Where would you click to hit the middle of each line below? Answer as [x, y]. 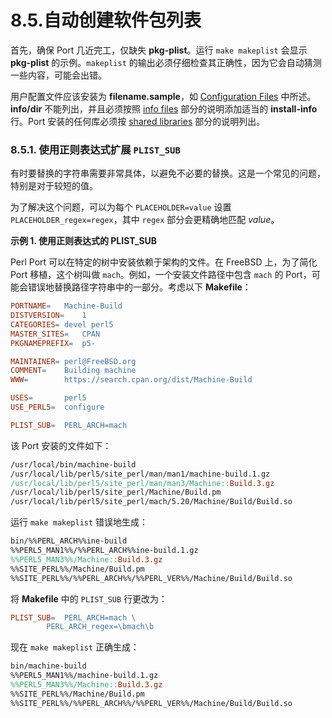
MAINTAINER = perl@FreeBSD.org [73, 361]
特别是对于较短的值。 [54, 186]
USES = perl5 [48, 398]
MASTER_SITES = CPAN [55, 334]
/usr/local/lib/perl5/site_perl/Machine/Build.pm [116, 492]
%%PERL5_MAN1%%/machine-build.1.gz [84, 676]
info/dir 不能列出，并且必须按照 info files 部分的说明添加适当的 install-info [164, 108]
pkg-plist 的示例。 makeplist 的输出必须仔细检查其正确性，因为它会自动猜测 [166, 62]
